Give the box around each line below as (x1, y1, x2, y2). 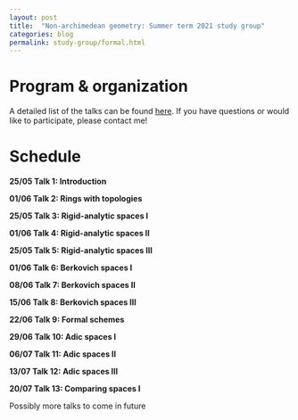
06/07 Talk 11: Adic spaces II (9, 349, 117, 359)
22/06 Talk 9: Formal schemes (9, 314, 125, 325)
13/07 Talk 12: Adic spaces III (9, 366, 119, 377)
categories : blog (9, 29, 74, 38)
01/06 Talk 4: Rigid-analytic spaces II (9, 228, 150, 239)
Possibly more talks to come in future (9, 400, 146, 411)
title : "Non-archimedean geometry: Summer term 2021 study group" (9, 21, 266, 30)
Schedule (9, 146, 82, 167)
